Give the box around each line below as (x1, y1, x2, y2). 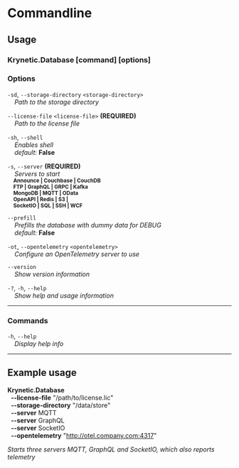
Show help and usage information (14, 291, 114, 300)
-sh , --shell (7, 133, 43, 141)
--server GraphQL (10, 416, 65, 424)
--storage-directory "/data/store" (10, 401, 111, 409)
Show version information (14, 270, 90, 278)
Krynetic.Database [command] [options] (7, 55, 151, 65)
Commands (7, 315, 48, 325)
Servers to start (14, 169, 60, 178)
